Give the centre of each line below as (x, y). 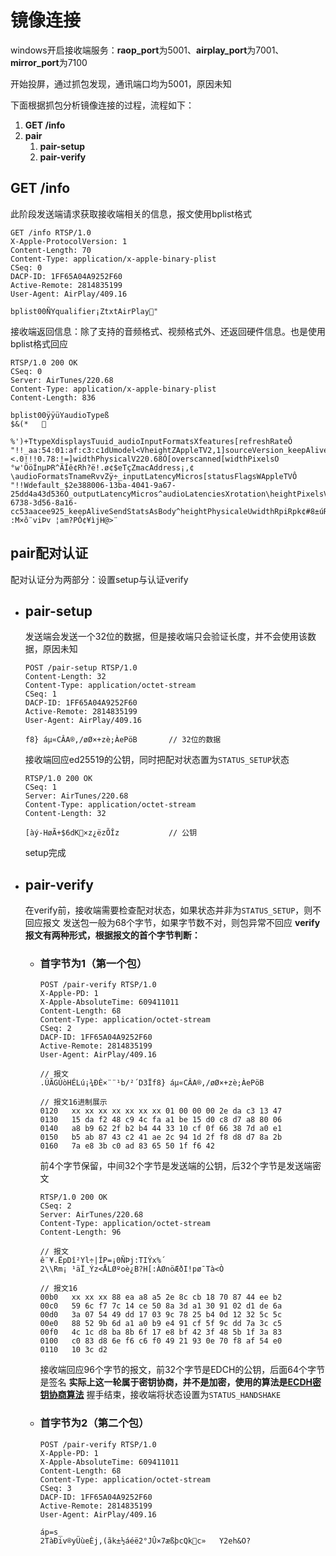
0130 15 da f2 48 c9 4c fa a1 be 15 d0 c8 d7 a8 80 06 (161, 1120)
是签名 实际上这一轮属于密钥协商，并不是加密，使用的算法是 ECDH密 (180, 1382)
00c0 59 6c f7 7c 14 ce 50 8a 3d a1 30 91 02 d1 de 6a (161, 1306)
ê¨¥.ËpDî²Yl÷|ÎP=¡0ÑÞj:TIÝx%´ (103, 1261)
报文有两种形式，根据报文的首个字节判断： (112, 935)
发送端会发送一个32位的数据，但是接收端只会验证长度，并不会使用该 (166, 637)
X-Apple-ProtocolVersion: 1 (69, 241)
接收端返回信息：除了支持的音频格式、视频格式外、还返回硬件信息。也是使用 (168, 331)
